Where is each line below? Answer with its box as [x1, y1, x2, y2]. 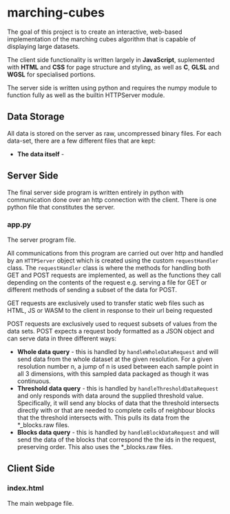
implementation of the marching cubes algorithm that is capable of [7, 34, 196, 43]
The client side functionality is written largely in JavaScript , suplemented [7, 55, 215, 63]
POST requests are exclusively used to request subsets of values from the [7, 319, 218, 328]
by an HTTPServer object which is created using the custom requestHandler [7, 256, 219, 265]
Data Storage [7, 111, 65, 123]
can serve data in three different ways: [7, 334, 117, 342]
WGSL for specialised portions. [7, 70, 96, 79]
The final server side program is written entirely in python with [7, 188, 184, 196]
